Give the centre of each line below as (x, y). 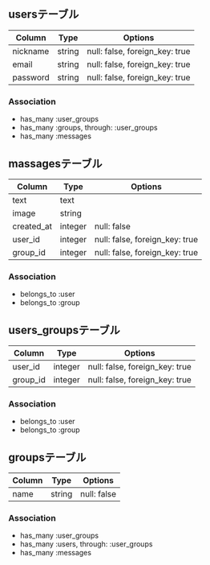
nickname (31, 51)
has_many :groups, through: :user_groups (89, 128)
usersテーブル (44, 14)
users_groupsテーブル (64, 330)
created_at (32, 226)
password (31, 77)
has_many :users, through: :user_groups (86, 544)
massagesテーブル (55, 163)
